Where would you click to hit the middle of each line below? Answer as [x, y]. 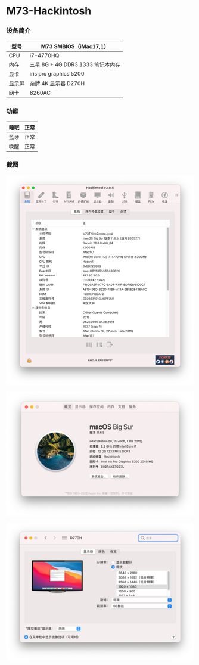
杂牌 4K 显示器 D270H [57, 83]
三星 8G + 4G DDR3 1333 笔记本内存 [75, 64]
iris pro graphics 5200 [57, 74]
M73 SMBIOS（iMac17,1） [75, 46]
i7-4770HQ [44, 55]
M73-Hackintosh [49, 11]
